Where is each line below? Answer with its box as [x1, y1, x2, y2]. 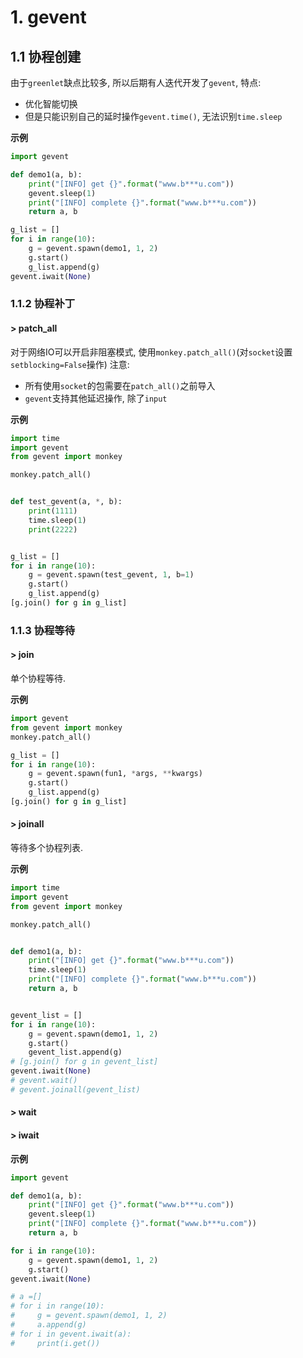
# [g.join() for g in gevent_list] [10, 1057, 159, 1067]
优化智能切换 [24, 98, 78, 110]
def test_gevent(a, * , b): [10, 497, 123, 507]
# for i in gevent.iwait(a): [10, 1329, 132, 1339]
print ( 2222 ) [28, 524, 78, 535]
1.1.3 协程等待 [10, 623, 76, 637]
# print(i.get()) [10, 1338, 101, 1348]
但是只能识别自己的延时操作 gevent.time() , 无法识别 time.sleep [24, 111, 283, 122]
